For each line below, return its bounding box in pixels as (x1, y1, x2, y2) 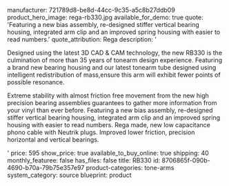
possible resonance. (7, 78, 65, 86)
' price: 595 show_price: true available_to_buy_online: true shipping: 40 (7, 149, 209, 157)
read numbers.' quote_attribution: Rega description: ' (7, 35, 157, 44)
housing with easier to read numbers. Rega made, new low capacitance (7, 121, 210, 129)
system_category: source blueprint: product (7, 171, 132, 179)
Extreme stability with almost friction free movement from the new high (7, 91, 209, 100)
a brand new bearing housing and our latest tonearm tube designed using (7, 64, 217, 71)
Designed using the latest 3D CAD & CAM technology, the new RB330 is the (7, 48, 223, 57)
